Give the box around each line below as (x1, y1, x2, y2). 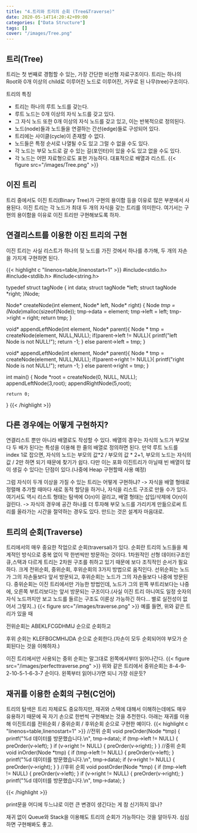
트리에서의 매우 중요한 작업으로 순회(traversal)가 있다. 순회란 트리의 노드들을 (6, 544, 182, 551)
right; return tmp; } (26, 314, 72, 321)
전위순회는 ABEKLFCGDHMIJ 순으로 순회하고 (6, 623, 111, 630)
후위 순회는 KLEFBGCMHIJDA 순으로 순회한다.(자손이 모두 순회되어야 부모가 (6, 635, 182, 643)
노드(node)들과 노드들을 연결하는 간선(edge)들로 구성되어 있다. (14, 125, 161, 132)
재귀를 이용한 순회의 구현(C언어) (6, 689, 116, 699)
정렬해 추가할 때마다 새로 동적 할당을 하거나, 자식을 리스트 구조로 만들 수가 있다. (6, 486, 188, 493)
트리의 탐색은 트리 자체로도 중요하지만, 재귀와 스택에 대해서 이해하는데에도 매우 (6, 706, 187, 712)
